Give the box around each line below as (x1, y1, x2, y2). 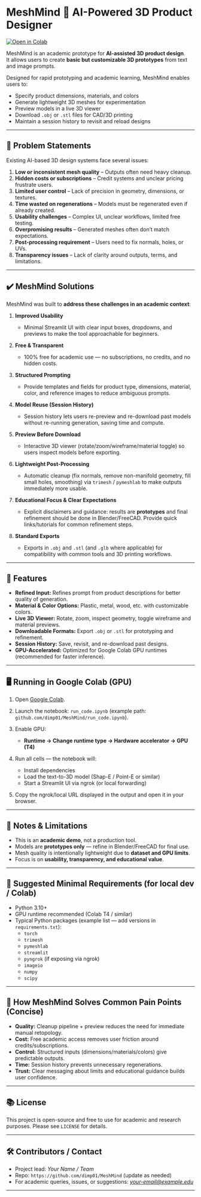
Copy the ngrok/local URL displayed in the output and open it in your (14, 791, 184, 798)
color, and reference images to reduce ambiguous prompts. (23, 389, 170, 396)
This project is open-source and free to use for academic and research (6, 1117, 181, 1124)
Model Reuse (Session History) (14, 401, 94, 408)
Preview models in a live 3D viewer (14, 105, 101, 112)
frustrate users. (14, 181, 53, 188)
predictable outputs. (14, 1054, 65, 1062)
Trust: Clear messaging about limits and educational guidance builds (14, 1067, 185, 1074)
